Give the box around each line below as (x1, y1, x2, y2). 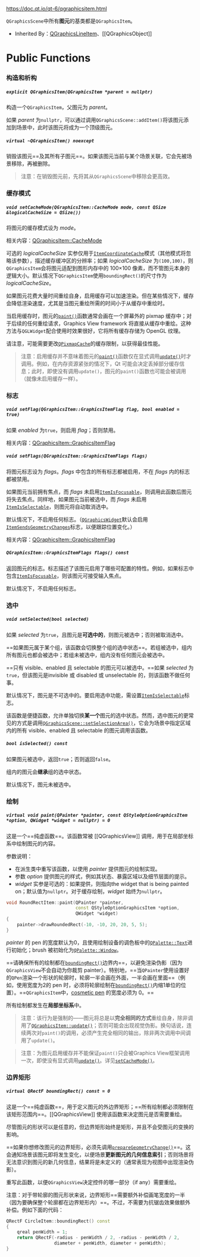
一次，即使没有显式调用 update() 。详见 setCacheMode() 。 (20, 1057, 158, 1064)
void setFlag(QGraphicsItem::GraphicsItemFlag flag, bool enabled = (6, 406, 180, 413)
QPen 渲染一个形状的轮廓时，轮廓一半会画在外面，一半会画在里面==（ (11, 974, 180, 981)
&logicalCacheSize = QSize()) (6, 209, 82, 216)
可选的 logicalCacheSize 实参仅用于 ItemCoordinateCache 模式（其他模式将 (6, 249, 186, 256)
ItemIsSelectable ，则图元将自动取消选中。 (6, 503, 112, 510)
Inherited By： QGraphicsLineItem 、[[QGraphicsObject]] (14, 30, 152, 37)
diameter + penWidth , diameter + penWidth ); (54, 1240, 167, 1246)
